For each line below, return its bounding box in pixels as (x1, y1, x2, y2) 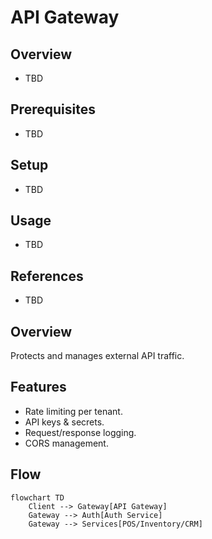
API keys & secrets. (24, 416, 105, 428)
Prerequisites (10, 101, 96, 118)
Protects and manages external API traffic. (10, 350, 185, 362)
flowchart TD (10, 492, 65, 503)
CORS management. (24, 437, 109, 449)
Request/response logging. (24, 426, 137, 438)
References (10, 267, 84, 285)
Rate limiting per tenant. (24, 405, 123, 417)
